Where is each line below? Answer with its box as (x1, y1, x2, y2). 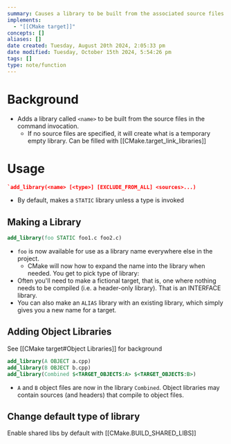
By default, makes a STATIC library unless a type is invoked (17, 196, 185, 204)
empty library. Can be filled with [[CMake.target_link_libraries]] (27, 136, 206, 145)
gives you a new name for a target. (17, 306, 117, 314)
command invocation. (17, 122, 80, 130)
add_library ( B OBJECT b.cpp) (7, 364, 91, 371)
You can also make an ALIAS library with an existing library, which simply (17, 299, 223, 307)
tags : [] (7, 55, 33, 62)
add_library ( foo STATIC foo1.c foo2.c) (7, 235, 122, 242)
